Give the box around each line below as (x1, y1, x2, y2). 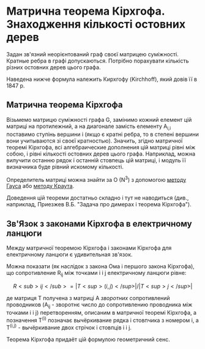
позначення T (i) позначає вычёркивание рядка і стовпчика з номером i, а (6, 315, 199, 324)
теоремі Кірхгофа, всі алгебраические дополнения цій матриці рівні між (6, 143, 196, 151)
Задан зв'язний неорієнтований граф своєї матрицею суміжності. (6, 50, 179, 58)
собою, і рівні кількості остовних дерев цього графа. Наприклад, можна (6, 150, 196, 157)
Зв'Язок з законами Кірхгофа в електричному (6, 219, 192, 229)
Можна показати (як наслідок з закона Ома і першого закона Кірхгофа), (6, 263, 195, 270)
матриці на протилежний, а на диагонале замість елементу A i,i (6, 122, 171, 131)
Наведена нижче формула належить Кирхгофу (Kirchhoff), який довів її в (6, 75, 198, 83)
